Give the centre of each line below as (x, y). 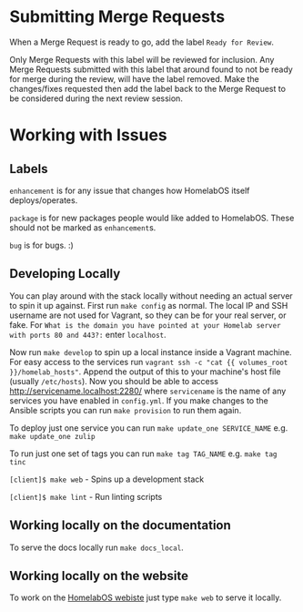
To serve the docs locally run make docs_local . (96, 547)
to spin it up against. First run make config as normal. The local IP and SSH (149, 305)
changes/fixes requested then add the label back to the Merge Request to (148, 88)
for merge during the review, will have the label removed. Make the (134, 78)
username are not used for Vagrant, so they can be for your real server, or (148, 315)
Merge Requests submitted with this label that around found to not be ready (151, 69)
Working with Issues (89, 135)
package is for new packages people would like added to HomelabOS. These (152, 218)
